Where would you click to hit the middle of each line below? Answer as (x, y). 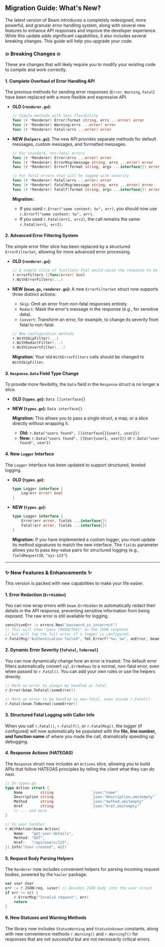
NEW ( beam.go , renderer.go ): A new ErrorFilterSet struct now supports (85, 289)
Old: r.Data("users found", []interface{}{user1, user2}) (80, 433)
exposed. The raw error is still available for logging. (57, 616)
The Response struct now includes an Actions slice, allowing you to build (78, 764)
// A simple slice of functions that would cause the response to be (85, 271)
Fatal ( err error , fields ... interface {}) (64, 525)
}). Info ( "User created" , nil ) (36, 847)
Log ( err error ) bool (42, 493)
